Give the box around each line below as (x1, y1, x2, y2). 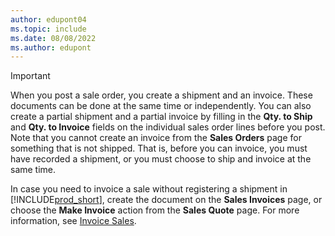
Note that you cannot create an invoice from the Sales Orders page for (10, 132, 302, 144)
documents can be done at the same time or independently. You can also (10, 100, 312, 112)
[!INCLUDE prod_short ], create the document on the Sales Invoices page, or (10, 194, 323, 206)
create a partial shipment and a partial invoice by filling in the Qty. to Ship (10, 111, 313, 123)
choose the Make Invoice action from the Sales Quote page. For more (10, 204, 300, 216)
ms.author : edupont (10, 42, 92, 53)
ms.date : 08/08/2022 (10, 33, 97, 43)
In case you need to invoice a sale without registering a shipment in (10, 183, 288, 195)
